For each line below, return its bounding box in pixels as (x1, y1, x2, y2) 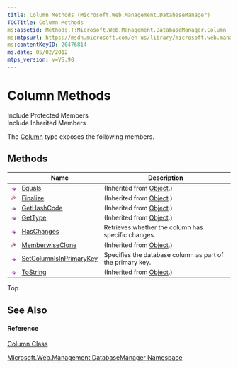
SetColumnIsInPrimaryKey (21, 254, 98, 263)
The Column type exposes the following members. (7, 132, 154, 141)
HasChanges (21, 227, 59, 235)
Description (147, 174, 184, 182)
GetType (21, 213, 47, 222)
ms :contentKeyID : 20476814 (7, 41, 87, 49)
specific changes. (103, 231, 156, 239)
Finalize (21, 193, 45, 202)
